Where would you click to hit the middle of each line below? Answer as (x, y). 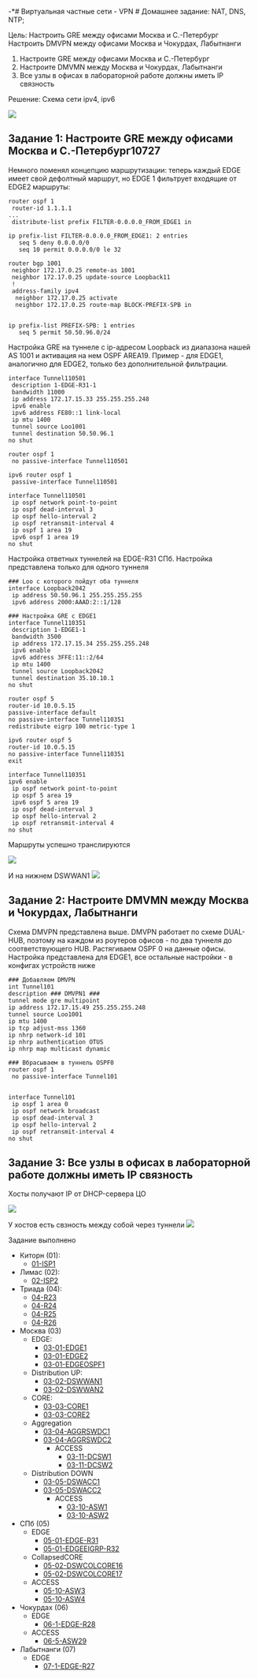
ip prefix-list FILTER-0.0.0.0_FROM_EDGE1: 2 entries (98, 236)
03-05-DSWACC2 (72, 1490)
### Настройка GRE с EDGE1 (52, 616)
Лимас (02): (40, 1273)
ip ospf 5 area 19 (42, 795)
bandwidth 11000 (38, 392)
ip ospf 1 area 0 (40, 1104)
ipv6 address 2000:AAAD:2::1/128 (66, 602)
